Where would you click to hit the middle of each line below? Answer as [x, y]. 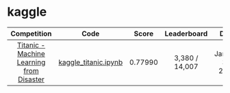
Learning [31, 62]
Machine [31, 53]
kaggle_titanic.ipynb [91, 62]
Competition [31, 34]
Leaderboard [186, 34]
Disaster [31, 79]
